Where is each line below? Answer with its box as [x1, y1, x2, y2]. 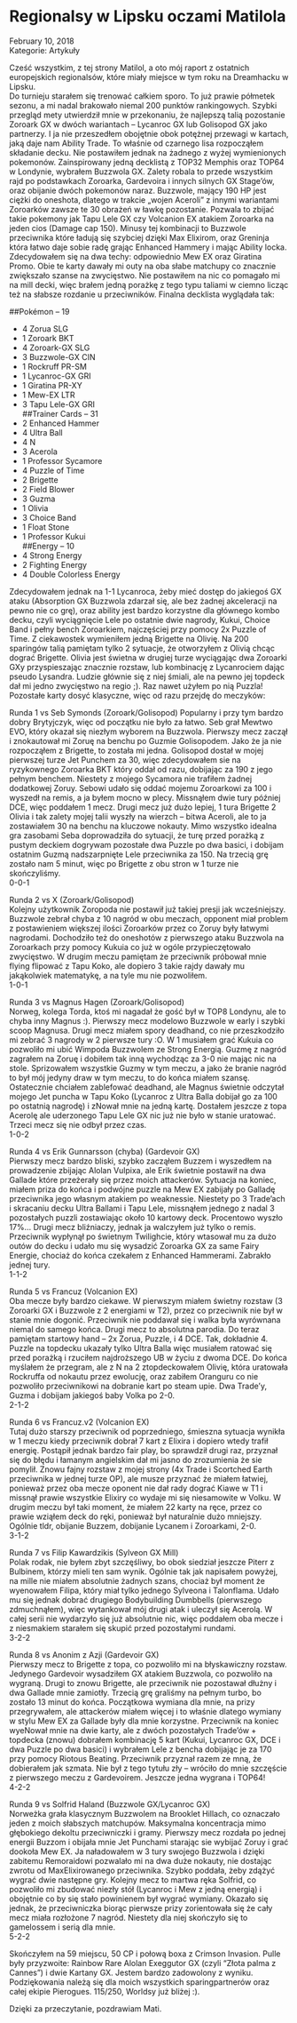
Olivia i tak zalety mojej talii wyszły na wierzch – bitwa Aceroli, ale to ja [9, 811, 268, 821]
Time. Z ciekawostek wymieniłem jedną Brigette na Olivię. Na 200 [9, 633, 249, 644]
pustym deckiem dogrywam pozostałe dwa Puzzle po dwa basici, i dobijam [9, 839, 285, 850]
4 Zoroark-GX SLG [21, 342, 90, 353]
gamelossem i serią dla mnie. [9, 1922, 116, 1932]
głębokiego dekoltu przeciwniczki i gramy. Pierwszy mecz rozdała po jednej [9, 1827, 286, 1837]
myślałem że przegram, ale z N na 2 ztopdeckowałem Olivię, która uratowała [9, 1362, 288, 1372]
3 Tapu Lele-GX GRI [21, 398, 96, 410]
